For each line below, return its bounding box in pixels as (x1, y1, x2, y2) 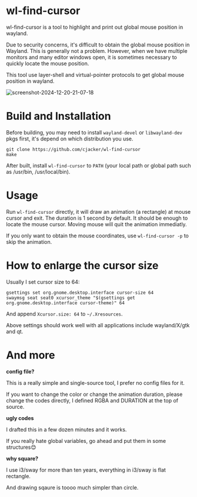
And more (6, 348, 55, 362)
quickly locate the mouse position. (6, 60, 89, 67)
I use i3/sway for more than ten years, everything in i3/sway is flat (6, 466, 166, 474)
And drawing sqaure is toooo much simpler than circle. (6, 483, 139, 491)
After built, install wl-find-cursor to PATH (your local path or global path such (6, 162, 191, 169)
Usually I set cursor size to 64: (6, 278, 80, 286)
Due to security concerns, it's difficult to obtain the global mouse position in (6, 41, 190, 48)
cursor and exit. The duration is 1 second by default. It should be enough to (6, 214, 188, 221)
